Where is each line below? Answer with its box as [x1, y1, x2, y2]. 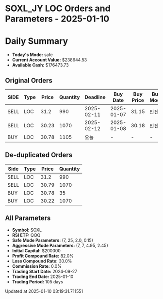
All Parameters [5, 214, 51, 222]
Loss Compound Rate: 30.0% [12, 258, 72, 264]
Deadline [84, 94, 106, 100]
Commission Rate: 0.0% [12, 263, 62, 269]
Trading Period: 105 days [12, 279, 63, 284]
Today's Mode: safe [12, 52, 53, 58]
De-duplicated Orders [5, 151, 73, 159]
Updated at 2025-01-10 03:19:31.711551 [5, 288, 83, 294]
